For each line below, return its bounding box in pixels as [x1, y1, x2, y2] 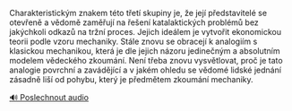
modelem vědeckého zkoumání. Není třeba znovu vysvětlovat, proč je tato [9, 55, 284, 65]
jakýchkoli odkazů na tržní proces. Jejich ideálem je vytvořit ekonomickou [9, 27, 282, 37]
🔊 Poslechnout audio [9, 92, 90, 102]
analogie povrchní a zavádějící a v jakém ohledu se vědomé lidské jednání [9, 64, 282, 75]
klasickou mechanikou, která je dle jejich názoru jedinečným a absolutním [9, 46, 280, 56]
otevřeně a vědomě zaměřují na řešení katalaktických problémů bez [9, 17, 260, 28]
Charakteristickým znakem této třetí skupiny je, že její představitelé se [9, 8, 267, 18]
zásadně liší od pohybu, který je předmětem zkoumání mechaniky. [9, 74, 253, 84]
